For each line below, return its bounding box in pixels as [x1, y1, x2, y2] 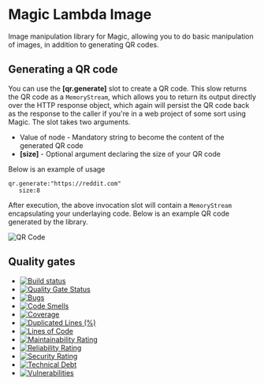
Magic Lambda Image [8, 6, 152, 24]
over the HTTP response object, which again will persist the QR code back [8, 100, 250, 109]
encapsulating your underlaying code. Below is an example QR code [8, 209, 230, 218]
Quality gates [8, 255, 76, 268]
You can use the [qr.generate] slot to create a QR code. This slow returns [8, 83, 247, 93]
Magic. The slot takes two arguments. [8, 117, 131, 127]
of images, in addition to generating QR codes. [8, 39, 159, 49]
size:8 [18, 187, 41, 194]
